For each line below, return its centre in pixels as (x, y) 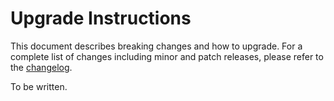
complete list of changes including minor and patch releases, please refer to (167, 56)
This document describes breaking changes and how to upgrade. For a (156, 46)
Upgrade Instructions (101, 18)
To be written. (39, 86)
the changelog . (41, 67)
